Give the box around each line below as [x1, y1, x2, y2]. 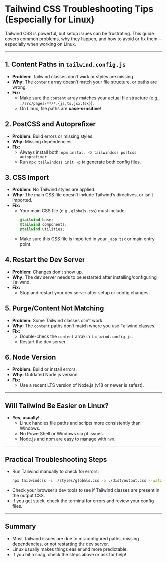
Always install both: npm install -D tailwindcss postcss [19, 149, 137, 155]
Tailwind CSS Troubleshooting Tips [5, 3, 154, 15]
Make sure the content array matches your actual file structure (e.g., [19, 95, 160, 101]
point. [19, 241, 32, 247]
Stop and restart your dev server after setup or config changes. [19, 289, 150, 295]
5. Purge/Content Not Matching [5, 304, 104, 313]
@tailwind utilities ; [19, 227, 65, 232]
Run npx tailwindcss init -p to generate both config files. [19, 159, 141, 165]
